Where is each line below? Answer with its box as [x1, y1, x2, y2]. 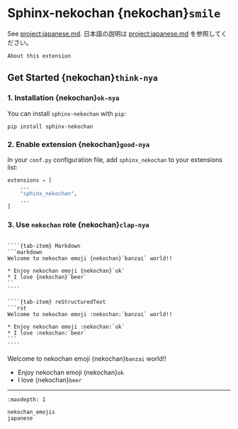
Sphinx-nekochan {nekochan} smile [7, 5, 221, 21]
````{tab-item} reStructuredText [7, 298, 106, 305]
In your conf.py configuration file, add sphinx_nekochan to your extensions [7, 155, 223, 164]
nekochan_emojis [7, 408, 55, 416]
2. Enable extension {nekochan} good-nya [7, 139, 150, 149]
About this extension [7, 52, 72, 60]
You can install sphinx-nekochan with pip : [7, 109, 127, 118]
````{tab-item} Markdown [7, 242, 81, 249]
